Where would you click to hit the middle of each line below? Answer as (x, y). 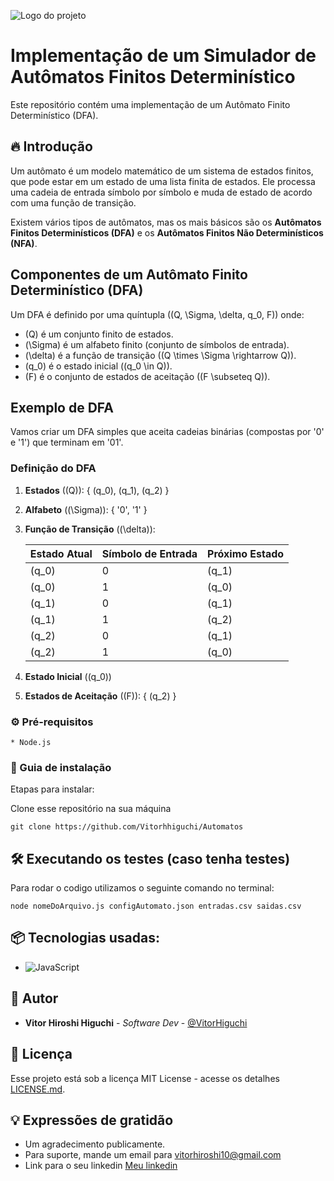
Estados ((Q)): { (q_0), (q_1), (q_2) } (97, 490)
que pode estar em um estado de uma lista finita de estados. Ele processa (163, 181)
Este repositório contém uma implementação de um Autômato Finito (150, 104)
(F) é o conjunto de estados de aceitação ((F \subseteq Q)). (147, 376)
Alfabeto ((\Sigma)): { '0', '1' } (86, 509)
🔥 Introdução (51, 146)
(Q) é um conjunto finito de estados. (99, 334)
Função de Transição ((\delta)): (90, 529)
